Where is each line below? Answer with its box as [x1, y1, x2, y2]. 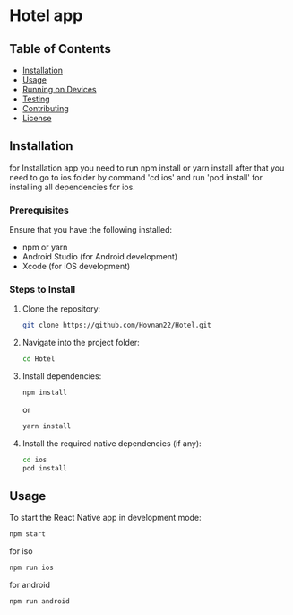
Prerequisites [9, 204, 69, 216]
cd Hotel [22, 355, 56, 364]
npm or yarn [22, 242, 68, 252]
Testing [22, 93, 51, 104]
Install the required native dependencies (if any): [22, 437, 202, 449]
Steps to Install [9, 284, 76, 296]
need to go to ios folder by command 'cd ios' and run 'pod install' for [9, 171, 263, 182]
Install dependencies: [22, 371, 102, 382]
